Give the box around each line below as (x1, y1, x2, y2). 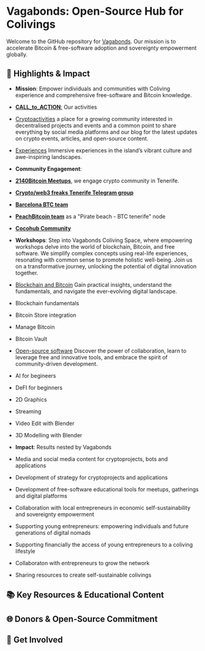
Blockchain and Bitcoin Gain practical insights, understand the (15, 281, 172, 288)
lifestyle (15, 547, 35, 555)
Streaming (15, 407, 42, 415)
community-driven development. (15, 360, 98, 367)
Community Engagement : (15, 165, 83, 173)
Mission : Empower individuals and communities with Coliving (15, 85, 170, 92)
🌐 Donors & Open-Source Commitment (6, 614, 158, 624)
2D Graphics (15, 396, 47, 403)
